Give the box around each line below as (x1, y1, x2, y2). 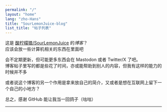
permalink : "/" (5, 7, 37, 12)
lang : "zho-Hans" (5, 16, 41, 21)
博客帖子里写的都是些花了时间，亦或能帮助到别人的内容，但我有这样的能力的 (5, 63, 162, 69)
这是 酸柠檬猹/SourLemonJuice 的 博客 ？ (5, 40, 88, 46)
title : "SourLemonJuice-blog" (5, 21, 68, 26)
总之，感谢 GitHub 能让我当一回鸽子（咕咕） (5, 96, 96, 102)
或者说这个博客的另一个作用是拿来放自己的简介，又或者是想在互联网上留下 (5, 80, 158, 86)
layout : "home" (5, 12, 37, 17)
